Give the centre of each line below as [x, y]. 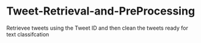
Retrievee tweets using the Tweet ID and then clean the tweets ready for [97, 28]
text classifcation [28, 34]
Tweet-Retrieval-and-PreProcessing [101, 11]
